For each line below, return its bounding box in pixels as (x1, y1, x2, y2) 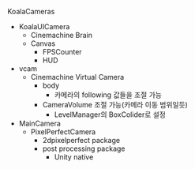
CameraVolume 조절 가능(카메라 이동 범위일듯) (42, 100, 189, 109)
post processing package (42, 144, 126, 153)
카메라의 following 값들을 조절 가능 (54, 90, 163, 100)
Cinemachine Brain (30, 31, 92, 39)
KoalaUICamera (18, 22, 70, 31)
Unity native (54, 152, 94, 161)
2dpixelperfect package (42, 136, 120, 145)
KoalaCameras (7, 7, 55, 16)
